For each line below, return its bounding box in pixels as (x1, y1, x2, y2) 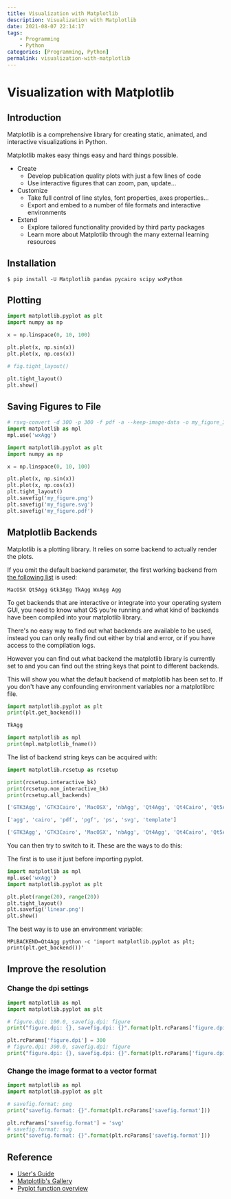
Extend (16, 215, 38, 224)
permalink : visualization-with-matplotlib (7, 55, 131, 62)
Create (16, 164, 36, 172)
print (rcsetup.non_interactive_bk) (7, 785, 109, 792)
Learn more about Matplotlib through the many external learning (27, 230, 210, 238)
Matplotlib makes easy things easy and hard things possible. (7, 151, 179, 159)
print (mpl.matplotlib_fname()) (7, 741, 97, 748)
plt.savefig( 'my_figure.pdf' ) (7, 507, 94, 514)
